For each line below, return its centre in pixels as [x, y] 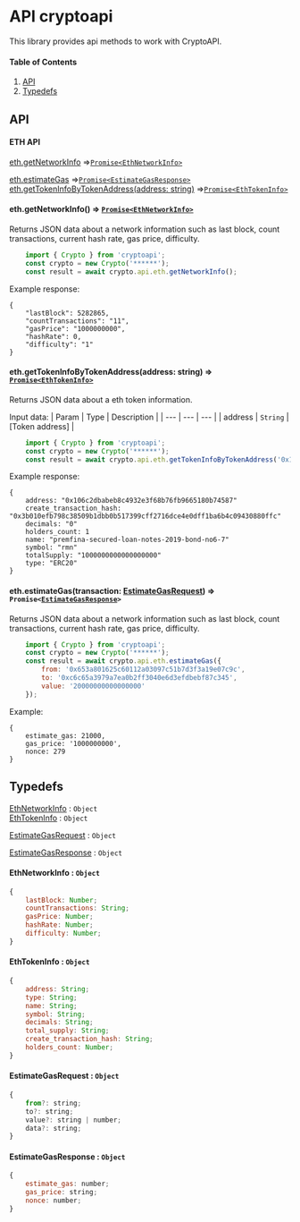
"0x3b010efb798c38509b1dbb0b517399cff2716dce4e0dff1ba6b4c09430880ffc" [145, 516]
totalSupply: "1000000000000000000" [94, 556]
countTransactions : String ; [77, 908]
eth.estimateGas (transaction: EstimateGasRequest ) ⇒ [112, 590]
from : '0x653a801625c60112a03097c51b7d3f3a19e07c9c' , [143, 670]
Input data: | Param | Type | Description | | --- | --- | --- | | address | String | [149, 417]
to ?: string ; [50, 1111]
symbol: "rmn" [51, 547]
